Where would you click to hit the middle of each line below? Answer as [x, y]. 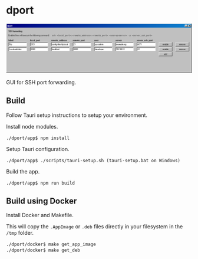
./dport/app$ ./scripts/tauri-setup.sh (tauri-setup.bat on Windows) [93, 160]
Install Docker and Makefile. [40, 215]
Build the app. [23, 171]
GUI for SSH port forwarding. [41, 82]
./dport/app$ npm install [38, 138]
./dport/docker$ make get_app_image [51, 245]
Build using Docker [42, 201]
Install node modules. [32, 126]
